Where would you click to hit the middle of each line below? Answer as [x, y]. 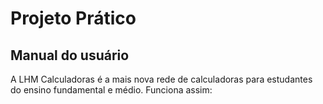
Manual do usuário [70, 55]
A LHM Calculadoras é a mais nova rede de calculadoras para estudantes [161, 79]
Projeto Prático [73, 18]
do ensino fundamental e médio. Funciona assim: [111, 90]
